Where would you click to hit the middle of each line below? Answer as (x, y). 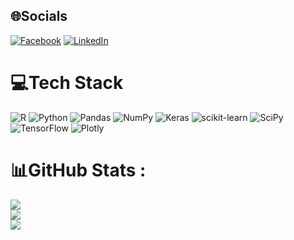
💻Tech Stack (67, 83)
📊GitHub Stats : (78, 170)
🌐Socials (39, 16)
